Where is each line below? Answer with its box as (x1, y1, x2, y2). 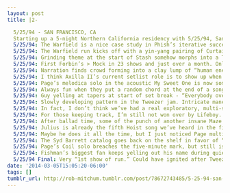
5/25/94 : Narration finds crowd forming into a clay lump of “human (13, 66, 213, 74)
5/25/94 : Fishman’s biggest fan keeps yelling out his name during (13, 150, 210, 157)
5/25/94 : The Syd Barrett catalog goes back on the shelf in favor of (13, 137, 219, 144)
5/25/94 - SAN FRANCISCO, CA (13, 29, 97, 36)
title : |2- (7, 16, 38, 23)
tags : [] (7, 168, 32, 175)
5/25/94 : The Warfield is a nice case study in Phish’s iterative (13, 42, 207, 49)
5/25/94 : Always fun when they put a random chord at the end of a (13, 86, 210, 93)
